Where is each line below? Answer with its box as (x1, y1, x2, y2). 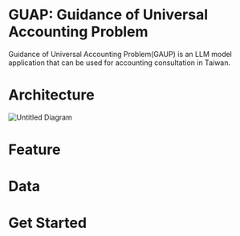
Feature (8, 140, 61, 159)
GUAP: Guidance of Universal (8, 6, 209, 24)
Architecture (8, 86, 95, 104)
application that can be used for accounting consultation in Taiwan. (8, 58, 231, 67)
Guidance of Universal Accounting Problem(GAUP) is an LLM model (8, 49, 233, 59)
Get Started (8, 214, 87, 232)
